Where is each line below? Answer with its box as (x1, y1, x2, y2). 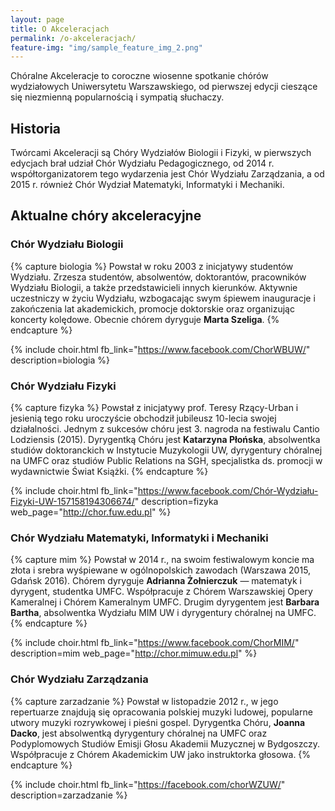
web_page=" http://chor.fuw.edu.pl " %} (10, 506, 172, 518)
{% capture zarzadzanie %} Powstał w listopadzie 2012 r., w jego (10, 695, 279, 707)
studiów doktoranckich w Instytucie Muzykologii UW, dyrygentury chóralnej (10, 444, 323, 456)
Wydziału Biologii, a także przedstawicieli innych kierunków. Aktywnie (10, 281, 298, 293)
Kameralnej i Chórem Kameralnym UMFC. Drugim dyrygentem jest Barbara (10, 596, 320, 608)
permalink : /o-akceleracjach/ (10, 33, 137, 43)
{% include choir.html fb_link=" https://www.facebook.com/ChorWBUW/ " (10, 343, 311, 355)
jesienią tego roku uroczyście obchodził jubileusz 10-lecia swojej (10, 412, 277, 425)
